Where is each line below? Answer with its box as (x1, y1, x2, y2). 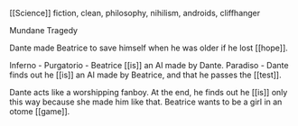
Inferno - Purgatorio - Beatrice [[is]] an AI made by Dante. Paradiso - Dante (9, 60, 289, 70)
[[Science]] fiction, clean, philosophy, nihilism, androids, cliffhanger (9, 8, 261, 18)
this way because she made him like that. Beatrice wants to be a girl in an (9, 96, 283, 107)
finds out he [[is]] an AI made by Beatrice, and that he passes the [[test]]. (9, 69, 282, 80)
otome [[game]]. (9, 106, 70, 116)
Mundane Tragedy (9, 25, 79, 35)
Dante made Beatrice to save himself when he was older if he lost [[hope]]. (9, 42, 289, 53)
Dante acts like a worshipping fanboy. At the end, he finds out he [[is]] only (9, 87, 288, 97)
